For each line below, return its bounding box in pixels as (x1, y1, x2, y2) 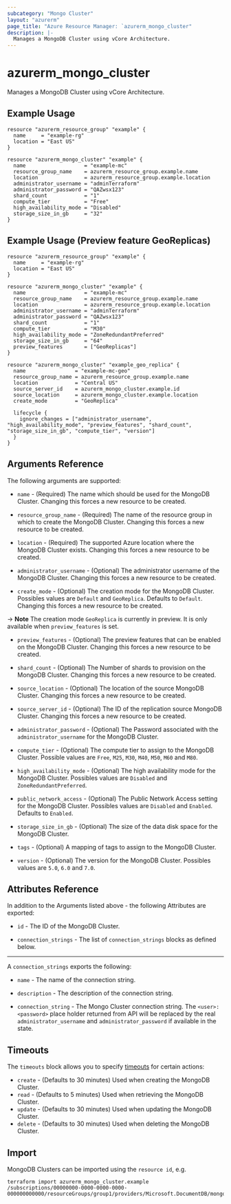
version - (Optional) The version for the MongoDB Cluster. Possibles (16, 856, 211, 865)
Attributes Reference (7, 883, 99, 895)
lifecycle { (13, 410, 48, 416)
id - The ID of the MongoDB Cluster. (16, 922, 120, 930)
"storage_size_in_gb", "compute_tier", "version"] (7, 427, 155, 434)
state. (16, 1025, 34, 1033)
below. (16, 943, 36, 951)
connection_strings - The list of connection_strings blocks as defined (16, 935, 217, 944)
